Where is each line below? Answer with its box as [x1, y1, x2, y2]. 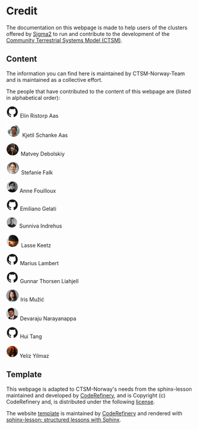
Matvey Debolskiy [20, 150, 65, 157]
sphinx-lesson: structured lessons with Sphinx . [6, 416, 121, 423]
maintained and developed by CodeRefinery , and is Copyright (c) [6, 391, 166, 399]
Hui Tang [20, 333, 42, 340]
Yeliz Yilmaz [19, 352, 49, 359]
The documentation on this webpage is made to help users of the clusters [6, 24, 188, 31]
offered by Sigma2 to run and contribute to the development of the [6, 30, 170, 37]
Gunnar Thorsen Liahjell [20, 277, 79, 284]
